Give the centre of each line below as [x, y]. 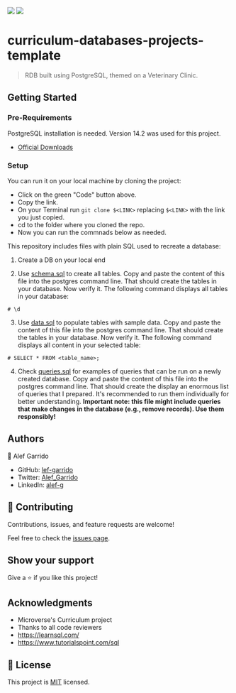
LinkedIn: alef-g [40, 485]
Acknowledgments [50, 602]
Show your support [51, 560]
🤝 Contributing [40, 507]
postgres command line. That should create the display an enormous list [123, 386]
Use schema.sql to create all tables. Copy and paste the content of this [121, 273]
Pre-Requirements [40, 118]
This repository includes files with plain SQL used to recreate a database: [114, 246]
